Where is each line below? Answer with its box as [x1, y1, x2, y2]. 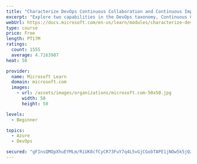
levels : [6, 111, 25, 117]
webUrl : [6, 19, 25, 25]
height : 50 [21, 101, 49, 107]
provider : [6, 68, 30, 74]
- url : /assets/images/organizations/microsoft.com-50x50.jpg [16, 90, 172, 96]
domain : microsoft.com [11, 79, 67, 85]
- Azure [11, 133, 30, 139]
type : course [6, 25, 38, 31]
